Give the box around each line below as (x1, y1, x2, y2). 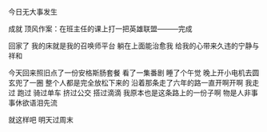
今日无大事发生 (8, 7, 58, 16)
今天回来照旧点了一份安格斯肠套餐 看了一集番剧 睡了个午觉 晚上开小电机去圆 (8, 68, 260, 78)
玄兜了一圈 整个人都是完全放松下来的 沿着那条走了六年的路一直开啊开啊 (8, 78, 244, 87)
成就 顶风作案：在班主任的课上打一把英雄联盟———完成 (8, 24, 193, 34)
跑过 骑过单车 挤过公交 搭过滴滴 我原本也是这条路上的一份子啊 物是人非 (17, 88, 252, 98)
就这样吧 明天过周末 (8, 115, 74, 124)
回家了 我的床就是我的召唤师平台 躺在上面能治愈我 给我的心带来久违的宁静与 (8, 41, 260, 50)
